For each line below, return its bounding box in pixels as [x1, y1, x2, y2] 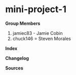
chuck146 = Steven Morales [12, 35, 71, 42]
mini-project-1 [5, 4, 67, 15]
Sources [5, 65, 24, 71]
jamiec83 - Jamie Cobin [12, 30, 63, 36]
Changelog [5, 55, 29, 61]
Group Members [5, 20, 41, 26]
